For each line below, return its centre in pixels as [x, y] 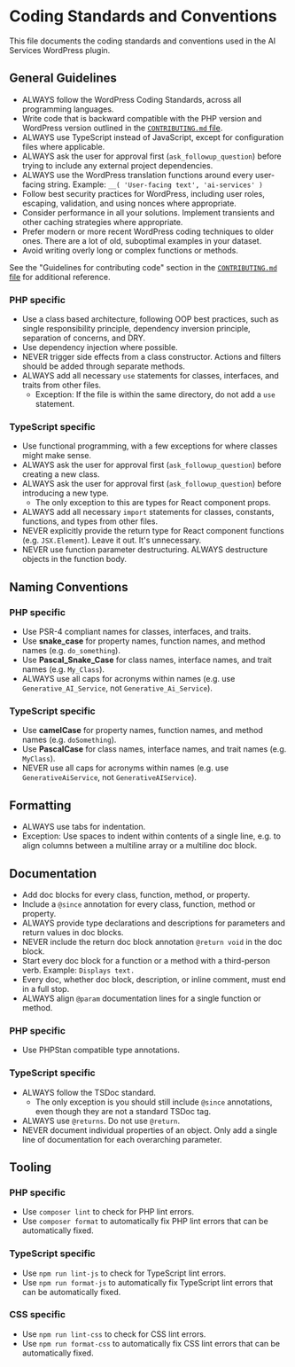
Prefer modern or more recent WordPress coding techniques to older [148, 231]
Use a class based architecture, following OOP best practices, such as [150, 319]
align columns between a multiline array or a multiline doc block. [140, 846]
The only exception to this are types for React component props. [153, 503]
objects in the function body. [74, 559]
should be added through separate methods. [104, 366]
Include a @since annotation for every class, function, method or [139, 904]
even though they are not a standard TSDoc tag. [123, 1111]
